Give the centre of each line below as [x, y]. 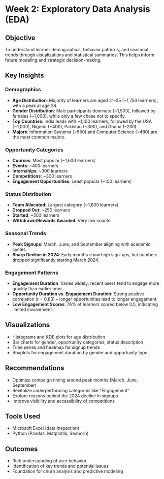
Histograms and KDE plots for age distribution [59, 337]
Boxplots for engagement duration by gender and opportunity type [80, 352]
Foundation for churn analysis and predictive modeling [67, 471]
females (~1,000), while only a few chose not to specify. [69, 116]
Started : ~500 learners [36, 215]
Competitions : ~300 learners [42, 176]
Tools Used [23, 416]
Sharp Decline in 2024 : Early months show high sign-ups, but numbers [85, 254]
